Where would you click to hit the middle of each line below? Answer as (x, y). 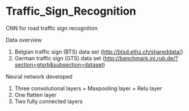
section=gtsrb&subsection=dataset (59, 65)
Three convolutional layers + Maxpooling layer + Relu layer (88, 88)
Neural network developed (39, 76)
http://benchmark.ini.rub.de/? (141, 58)
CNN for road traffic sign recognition (52, 28)
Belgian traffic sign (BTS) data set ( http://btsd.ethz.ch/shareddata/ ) (99, 52)
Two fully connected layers (48, 101)
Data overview (24, 40)
